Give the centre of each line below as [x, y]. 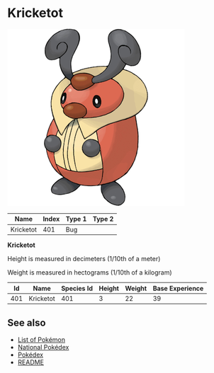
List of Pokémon [41, 340]
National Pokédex [43, 348]
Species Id [77, 288]
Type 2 [103, 219]
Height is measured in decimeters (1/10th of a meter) [84, 259]
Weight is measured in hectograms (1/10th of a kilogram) [90, 272]
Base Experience [178, 288]
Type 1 [76, 219]
